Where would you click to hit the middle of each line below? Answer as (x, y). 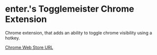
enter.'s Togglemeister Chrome (70, 9)
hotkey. (13, 38)
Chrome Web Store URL (29, 47)
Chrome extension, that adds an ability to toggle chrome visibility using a (78, 33)
